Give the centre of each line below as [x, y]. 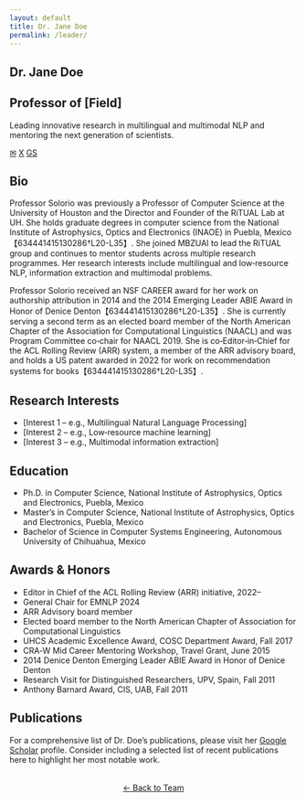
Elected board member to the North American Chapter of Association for [159, 621]
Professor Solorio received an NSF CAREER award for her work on [134, 291]
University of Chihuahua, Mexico [84, 541]
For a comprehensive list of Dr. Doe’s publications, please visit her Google [148, 740]
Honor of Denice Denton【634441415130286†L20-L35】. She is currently [148, 311]
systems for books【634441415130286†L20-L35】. [106, 371]
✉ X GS [24, 153]
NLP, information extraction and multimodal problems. [111, 273]
